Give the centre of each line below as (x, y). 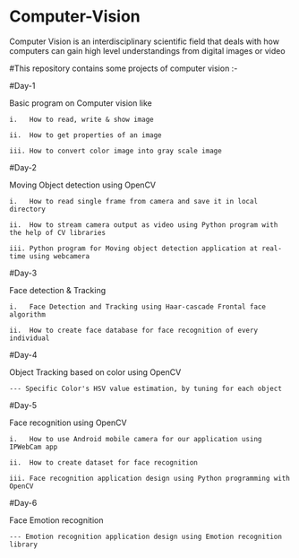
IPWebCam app (34, 447)
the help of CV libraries (57, 232)
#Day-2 (23, 167)
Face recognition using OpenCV (68, 423)
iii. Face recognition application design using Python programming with (150, 478)
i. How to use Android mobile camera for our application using (136, 439)
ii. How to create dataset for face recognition (104, 462)
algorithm (28, 314)
